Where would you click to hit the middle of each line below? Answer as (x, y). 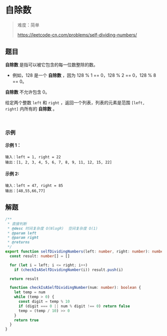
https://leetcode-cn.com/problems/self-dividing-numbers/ (77, 35)
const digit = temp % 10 (44, 302)
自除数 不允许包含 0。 (27, 92)
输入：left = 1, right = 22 (33, 157)
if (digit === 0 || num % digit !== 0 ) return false (74, 306)
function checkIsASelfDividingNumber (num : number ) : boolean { (75, 288)
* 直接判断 (17, 224)
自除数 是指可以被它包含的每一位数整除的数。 (51, 65)
